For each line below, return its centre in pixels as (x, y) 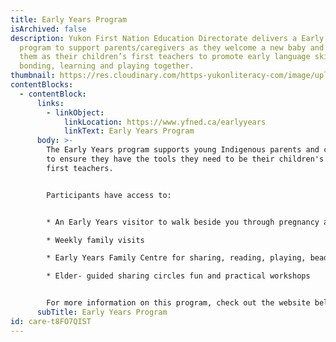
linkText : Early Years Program (129, 131)
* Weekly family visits (95, 240)
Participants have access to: (109, 195)
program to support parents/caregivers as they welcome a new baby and (172, 47)
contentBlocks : (42, 85)
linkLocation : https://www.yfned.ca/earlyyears (165, 122)
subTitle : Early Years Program (102, 312)
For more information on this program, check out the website (178, 303)
